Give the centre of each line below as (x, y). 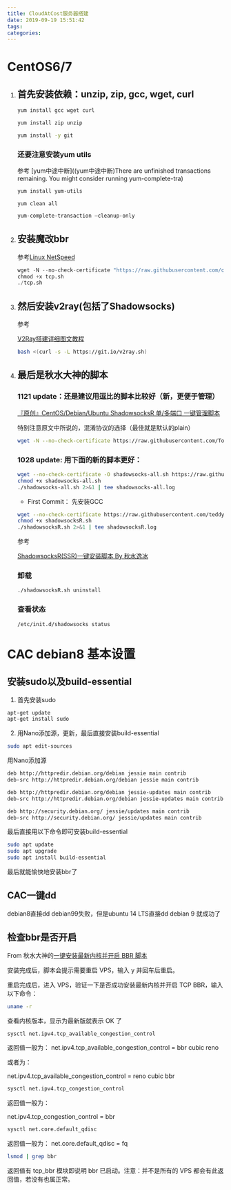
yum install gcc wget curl (56, 111)
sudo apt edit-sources (40, 746)
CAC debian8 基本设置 (71, 654)
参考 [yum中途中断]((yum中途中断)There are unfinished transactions (114, 171)
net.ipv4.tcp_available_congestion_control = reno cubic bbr (91, 1076)
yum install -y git (45, 135)
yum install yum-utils (50, 191)
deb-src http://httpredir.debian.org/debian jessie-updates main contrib (115, 799)
